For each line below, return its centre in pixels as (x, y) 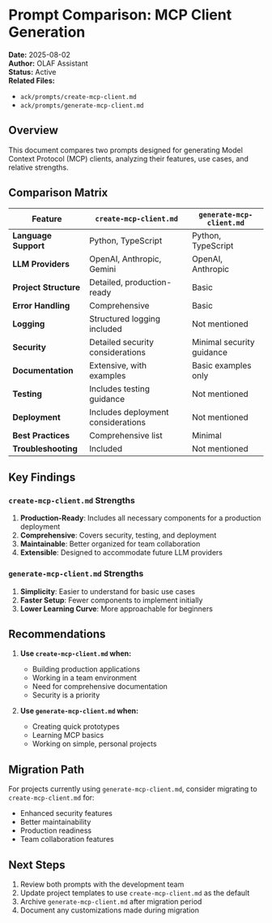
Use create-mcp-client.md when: (76, 653)
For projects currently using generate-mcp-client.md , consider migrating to (133, 789)
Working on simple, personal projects (94, 744)
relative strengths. (38, 167)
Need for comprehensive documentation (100, 687)
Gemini (102, 269)
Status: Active (32, 71)
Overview (34, 130)
